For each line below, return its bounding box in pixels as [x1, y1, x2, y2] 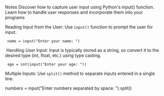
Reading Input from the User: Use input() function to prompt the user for [5, 24, 153, 30]
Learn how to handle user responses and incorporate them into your [5, 9, 143, 15]
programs [5, 15, 25, 20]
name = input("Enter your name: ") [7, 39, 80, 44]
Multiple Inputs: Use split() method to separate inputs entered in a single [5, 71, 155, 76]
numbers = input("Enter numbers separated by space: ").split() [5, 85, 132, 91]
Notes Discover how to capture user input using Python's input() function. [5, 4, 155, 10]
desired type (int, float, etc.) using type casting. [5, 52, 102, 58]
